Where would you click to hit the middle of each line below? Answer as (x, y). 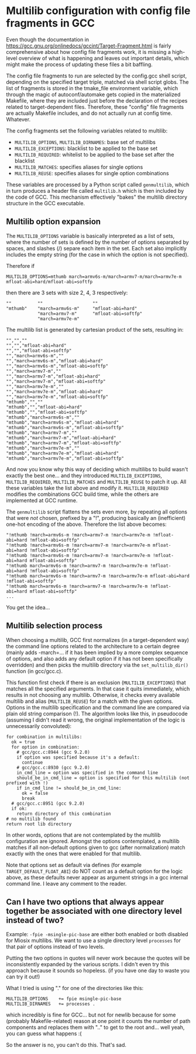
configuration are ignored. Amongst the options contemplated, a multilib (93, 841)
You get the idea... (28, 607)
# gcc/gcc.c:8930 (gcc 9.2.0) (54, 767)
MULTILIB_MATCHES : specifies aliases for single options (79, 167)
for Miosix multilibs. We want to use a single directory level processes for (94, 941)
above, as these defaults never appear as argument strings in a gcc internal (97, 877)
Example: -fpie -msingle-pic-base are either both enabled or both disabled (97, 934)
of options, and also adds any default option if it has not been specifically (94, 658)
